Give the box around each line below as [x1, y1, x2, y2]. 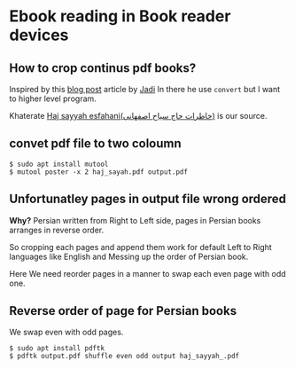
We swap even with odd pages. [9, 326, 124, 338]
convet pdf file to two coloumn [9, 136, 182, 152]
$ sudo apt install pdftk [9, 344, 105, 353]
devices [9, 25, 69, 45]
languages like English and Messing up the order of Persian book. [9, 251, 249, 262]
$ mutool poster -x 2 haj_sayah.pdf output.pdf [9, 167, 189, 177]
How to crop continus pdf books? [9, 60, 197, 75]
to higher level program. [9, 93, 97, 104]
